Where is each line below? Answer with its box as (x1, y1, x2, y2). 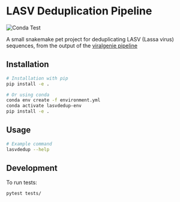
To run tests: (6, 179, 37, 186)
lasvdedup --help (6, 146, 50, 152)
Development (6, 163, 58, 173)
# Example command (6, 141, 52, 147)
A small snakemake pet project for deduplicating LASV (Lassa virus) (6, 35, 174, 43)
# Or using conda (6, 92, 50, 98)
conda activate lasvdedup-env (6, 103, 82, 109)
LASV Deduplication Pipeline (6, 4, 152, 18)
